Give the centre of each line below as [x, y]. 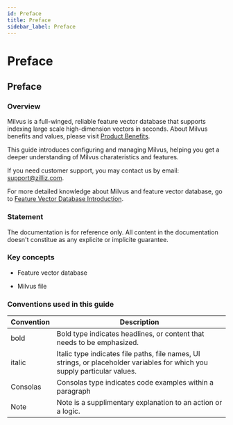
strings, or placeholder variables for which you [132, 362]
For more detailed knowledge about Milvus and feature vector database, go [115, 191]
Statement [25, 217]
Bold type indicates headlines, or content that [130, 334]
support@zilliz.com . [36, 178]
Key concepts [31, 257]
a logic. [68, 411]
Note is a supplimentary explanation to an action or [139, 403]
